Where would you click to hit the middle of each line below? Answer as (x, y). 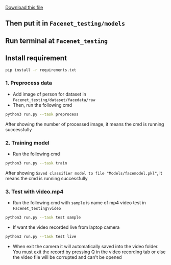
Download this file (24, 7)
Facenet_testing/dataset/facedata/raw (54, 100)
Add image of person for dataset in (50, 94)
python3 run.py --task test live (41, 236)
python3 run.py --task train (36, 163)
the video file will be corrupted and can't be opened (67, 257)
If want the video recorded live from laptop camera (66, 227)
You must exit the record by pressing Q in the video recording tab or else (89, 252)
